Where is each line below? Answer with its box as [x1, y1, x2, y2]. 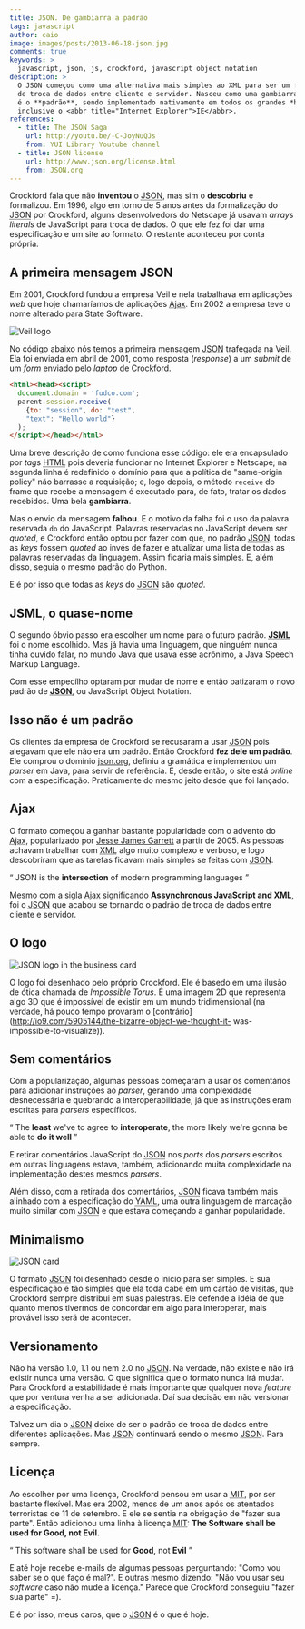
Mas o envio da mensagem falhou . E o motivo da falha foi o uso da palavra [9, 513, 290, 524]
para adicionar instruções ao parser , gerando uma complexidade [9, 1085, 252, 1096]
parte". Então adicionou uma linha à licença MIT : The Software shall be [9, 1517, 276, 1528]
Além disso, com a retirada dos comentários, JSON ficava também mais [9, 1187, 279, 1197]
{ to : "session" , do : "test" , [25, 405, 136, 414]
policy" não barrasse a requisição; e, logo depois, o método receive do [9, 476, 275, 487]
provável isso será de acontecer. [9, 1312, 132, 1323]
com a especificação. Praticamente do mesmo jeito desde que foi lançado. [9, 774, 290, 786]
